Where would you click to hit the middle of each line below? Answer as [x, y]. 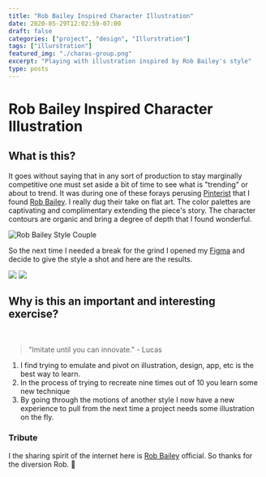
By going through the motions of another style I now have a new [127, 400]
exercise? [34, 314]
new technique [45, 391]
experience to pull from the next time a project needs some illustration [137, 408]
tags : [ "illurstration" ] [50, 46]
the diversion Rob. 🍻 [42, 464]
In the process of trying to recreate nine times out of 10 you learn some [139, 382]
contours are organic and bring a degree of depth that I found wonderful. [130, 219]
